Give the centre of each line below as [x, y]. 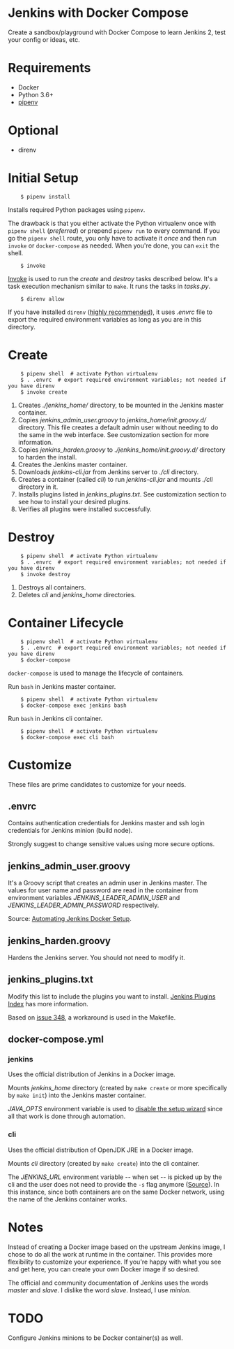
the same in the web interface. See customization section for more [114, 434]
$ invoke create [44, 392]
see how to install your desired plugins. [74, 501]
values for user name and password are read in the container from [103, 890]
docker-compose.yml [56, 1040]
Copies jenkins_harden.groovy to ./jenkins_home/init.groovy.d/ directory [122, 450]
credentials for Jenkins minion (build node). [70, 831]
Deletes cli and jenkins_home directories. [77, 594]
